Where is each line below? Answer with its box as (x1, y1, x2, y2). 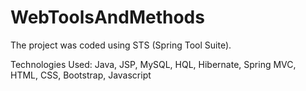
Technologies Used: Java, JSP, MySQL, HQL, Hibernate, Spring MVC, (10, 58, 297, 70)
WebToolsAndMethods (10, 6, 205, 29)
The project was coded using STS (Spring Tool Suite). (10, 39, 232, 51)
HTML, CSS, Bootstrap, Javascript (10, 69, 152, 81)
